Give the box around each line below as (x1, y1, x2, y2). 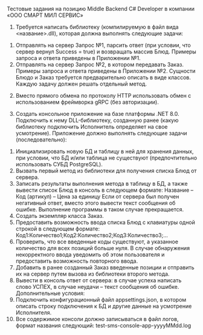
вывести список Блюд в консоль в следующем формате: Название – (15, 186, 194, 194)
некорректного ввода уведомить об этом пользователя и (15, 251, 165, 258)
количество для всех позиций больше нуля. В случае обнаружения (15, 245, 190, 251)
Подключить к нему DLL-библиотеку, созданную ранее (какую (15, 117, 179, 124)
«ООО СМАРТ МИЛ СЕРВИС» (7, 12, 83, 19)
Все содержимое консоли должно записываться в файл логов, (15, 316, 179, 322)
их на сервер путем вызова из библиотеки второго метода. (15, 270, 170, 277)
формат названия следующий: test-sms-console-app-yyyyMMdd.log (15, 322, 192, 329)
